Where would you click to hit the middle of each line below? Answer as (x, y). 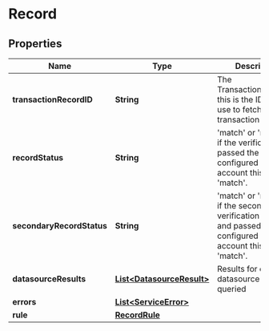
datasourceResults (49, 279)
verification (239, 216)
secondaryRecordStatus (60, 226)
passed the (238, 153)
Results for (237, 269)
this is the (235, 99)
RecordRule (137, 315)
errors (24, 302)
